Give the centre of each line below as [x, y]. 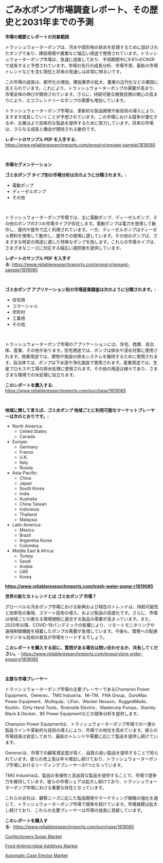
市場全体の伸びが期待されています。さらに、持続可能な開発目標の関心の [77, 94]
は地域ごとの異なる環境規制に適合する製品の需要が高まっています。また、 [79, 619]
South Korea [32, 488]
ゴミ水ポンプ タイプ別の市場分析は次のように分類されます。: [66, 175]
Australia [28, 499]
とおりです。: [35, 416]
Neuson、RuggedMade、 [124, 701]
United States [33, 431]
